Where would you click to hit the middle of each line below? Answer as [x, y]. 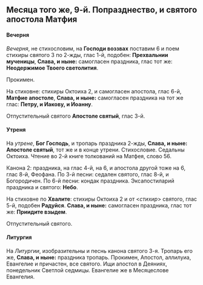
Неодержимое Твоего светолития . [52, 68]
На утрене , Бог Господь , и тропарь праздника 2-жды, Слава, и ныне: [97, 143]
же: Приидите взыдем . [37, 212]
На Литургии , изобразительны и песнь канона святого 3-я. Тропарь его [99, 251]
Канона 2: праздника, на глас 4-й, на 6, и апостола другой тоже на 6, [96, 168]
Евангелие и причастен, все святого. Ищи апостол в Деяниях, [87, 264]
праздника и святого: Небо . [42, 187]
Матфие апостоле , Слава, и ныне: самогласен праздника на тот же [95, 98]
